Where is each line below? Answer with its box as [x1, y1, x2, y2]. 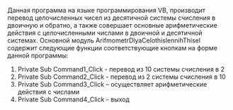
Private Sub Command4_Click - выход [17, 95, 130, 104]
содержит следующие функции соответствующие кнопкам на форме [7, 44, 217, 52]
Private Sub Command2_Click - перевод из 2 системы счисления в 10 [17, 72, 227, 81]
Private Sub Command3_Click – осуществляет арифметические [17, 80, 208, 88]
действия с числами [17, 88, 80, 96]
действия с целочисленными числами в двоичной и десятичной [7, 28, 203, 37]
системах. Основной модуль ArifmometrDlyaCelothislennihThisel [7, 36, 200, 45]
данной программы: [7, 51, 69, 60]
